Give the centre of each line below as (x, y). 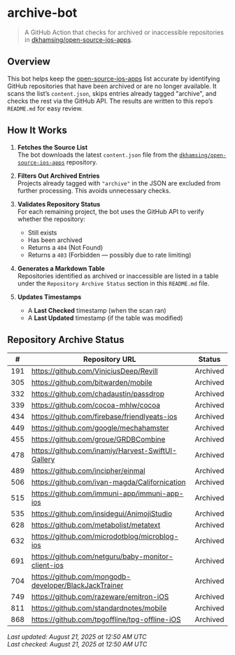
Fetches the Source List (52, 147)
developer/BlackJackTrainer (77, 586)
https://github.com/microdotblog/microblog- (105, 537)
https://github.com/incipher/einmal (88, 471)
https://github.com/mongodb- (81, 577)
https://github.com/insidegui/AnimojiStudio (102, 514)
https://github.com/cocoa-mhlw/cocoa (96, 405)
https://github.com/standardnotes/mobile (99, 608)
